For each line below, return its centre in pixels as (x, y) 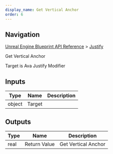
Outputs (18, 122)
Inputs (15, 81)
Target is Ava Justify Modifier (35, 66)
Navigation (22, 35)
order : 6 (14, 14)
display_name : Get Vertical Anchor (42, 10)
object (15, 104)
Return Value (40, 144)
